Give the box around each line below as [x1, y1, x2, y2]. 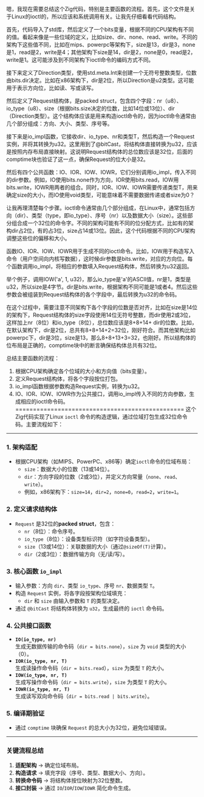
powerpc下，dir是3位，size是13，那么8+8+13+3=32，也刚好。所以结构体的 [6, 334, 196, 341]
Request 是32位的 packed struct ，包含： [15, 520, 116, 527]
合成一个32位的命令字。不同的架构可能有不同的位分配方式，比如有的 [16, 219, 189, 227]
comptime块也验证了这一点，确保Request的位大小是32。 [6, 156, 149, 163]
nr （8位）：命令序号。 [24, 527, 79, 535]
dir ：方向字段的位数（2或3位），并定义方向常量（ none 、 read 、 [24, 473, 181, 481]
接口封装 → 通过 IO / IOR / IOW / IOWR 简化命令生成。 [15, 784, 134, 792]
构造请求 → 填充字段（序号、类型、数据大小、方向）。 [15, 769, 149, 776]
